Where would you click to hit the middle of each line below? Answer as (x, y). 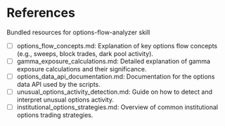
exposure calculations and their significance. (82, 69)
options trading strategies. (55, 115)
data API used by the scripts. (59, 85)
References (41, 13)
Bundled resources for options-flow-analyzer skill (78, 32)
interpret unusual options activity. (65, 100)
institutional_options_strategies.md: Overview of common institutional (117, 107)
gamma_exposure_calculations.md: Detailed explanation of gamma (114, 61)
